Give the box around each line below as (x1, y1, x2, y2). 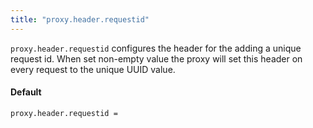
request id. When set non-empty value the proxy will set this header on (10, 52, 303, 65)
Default (10, 86, 42, 98)
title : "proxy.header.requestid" (10, 14, 150, 25)
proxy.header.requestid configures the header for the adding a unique (10, 42, 302, 54)
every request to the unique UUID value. (10, 63, 176, 75)
